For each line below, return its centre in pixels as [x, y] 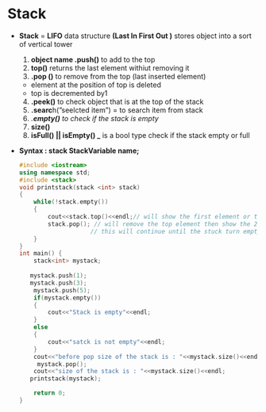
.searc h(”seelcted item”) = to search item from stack [117, 110]
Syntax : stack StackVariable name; [79, 151]
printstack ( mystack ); [66, 379]
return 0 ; [50, 393]
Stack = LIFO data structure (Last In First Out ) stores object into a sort [135, 36]
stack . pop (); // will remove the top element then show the [149, 224]
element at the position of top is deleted [96, 85]
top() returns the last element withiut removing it [110, 67]
